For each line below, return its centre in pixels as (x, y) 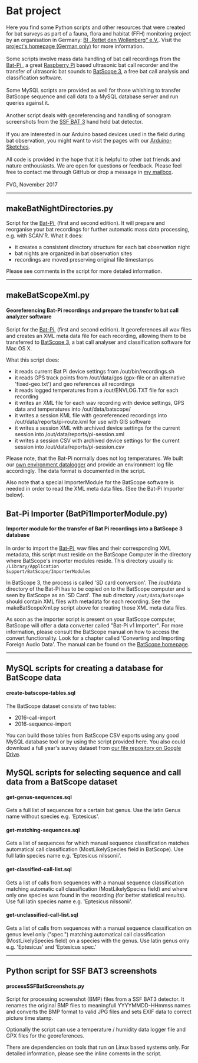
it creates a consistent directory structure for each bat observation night (102, 247)
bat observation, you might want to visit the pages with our (77, 140)
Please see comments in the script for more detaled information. (84, 271)
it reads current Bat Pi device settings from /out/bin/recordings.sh (95, 372)
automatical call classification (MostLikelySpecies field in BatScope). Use (95, 849)
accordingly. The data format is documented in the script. (76, 471)
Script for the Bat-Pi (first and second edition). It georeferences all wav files (99, 330)
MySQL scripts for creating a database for (85, 669)
